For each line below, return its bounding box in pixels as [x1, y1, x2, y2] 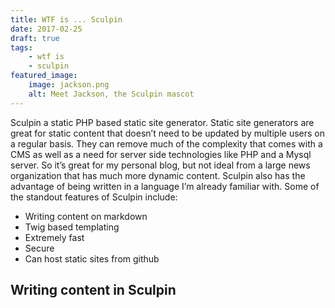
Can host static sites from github [24, 252, 160, 265]
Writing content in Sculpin [10, 282, 177, 299]
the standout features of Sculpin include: [10, 191, 178, 203]
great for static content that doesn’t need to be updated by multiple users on [10, 127, 325, 139]
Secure [24, 242, 55, 254]
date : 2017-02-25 [10, 24, 83, 34]
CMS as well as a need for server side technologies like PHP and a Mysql [10, 148, 312, 160]
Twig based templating [24, 221, 120, 233]
